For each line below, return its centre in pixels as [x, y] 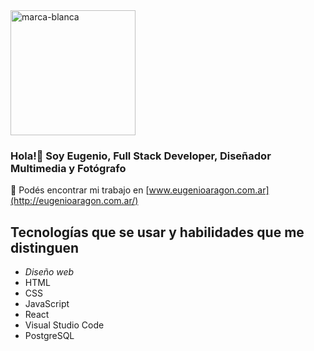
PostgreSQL [49, 336]
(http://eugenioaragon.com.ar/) [74, 201]
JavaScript [47, 304]
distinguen [45, 247]
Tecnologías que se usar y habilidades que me [157, 232]
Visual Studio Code [64, 325]
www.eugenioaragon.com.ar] [209, 190]
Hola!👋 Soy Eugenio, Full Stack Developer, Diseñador [141, 156]
